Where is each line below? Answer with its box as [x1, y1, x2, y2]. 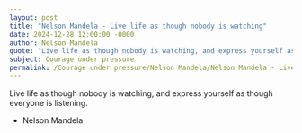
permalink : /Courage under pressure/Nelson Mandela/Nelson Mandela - [9, 64, 276, 73]
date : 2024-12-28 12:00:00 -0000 [9, 30, 135, 39]
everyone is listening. [9, 97, 88, 108]
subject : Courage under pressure [9, 55, 135, 64]
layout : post [9, 13, 58, 22]
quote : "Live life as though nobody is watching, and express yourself [9, 47, 283, 56]
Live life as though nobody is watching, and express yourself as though [9, 87, 274, 99]
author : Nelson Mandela [9, 38, 99, 48]
